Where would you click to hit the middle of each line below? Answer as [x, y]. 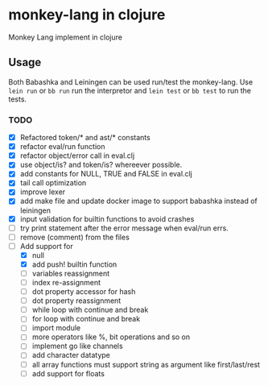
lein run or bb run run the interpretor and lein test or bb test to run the [130, 90]
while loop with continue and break [90, 310]
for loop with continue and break [86, 319]
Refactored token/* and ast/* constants [85, 138]
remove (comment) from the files [75, 237]
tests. [17, 99]
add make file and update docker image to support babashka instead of [138, 201]
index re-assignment [66, 282]
